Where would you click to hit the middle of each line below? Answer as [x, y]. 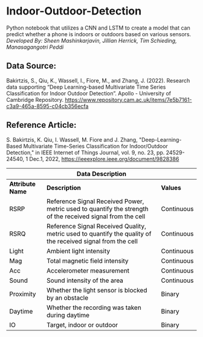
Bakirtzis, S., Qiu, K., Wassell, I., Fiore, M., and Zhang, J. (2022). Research [98, 80]
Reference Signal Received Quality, [96, 226]
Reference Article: [41, 125]
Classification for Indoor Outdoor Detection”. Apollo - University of [89, 93]
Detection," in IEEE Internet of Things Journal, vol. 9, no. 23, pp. [85, 153]
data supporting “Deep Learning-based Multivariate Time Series [86, 87]
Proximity [23, 294]
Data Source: [31, 66]
